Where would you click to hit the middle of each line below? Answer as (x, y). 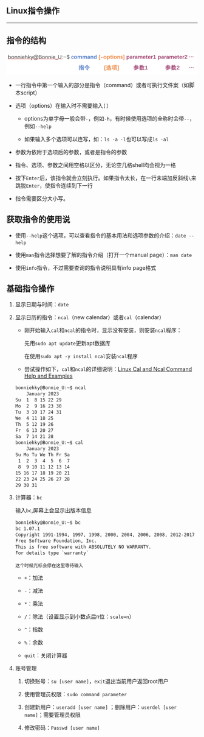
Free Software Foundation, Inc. (56, 541)
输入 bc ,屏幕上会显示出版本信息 (53, 510)
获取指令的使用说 (38, 220)
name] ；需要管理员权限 (52, 715)
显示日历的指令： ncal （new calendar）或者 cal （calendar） (90, 317)
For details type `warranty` (52, 553)
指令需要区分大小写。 (42, 198)
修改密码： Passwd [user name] (62, 728)
